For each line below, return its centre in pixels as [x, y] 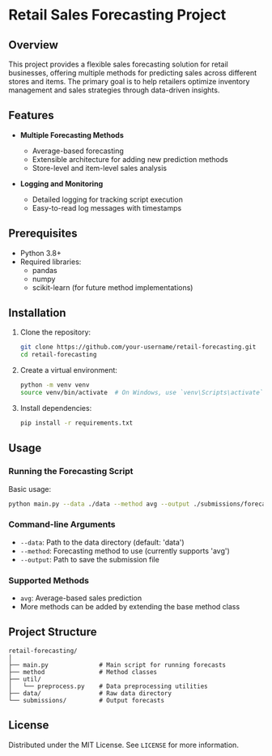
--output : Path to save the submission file [89, 559]
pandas [45, 270]
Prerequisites [43, 234]
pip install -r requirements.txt [76, 423]
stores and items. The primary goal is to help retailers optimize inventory [129, 81]
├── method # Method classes [83, 672]
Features [31, 115]
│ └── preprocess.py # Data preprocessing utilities [108, 686]
